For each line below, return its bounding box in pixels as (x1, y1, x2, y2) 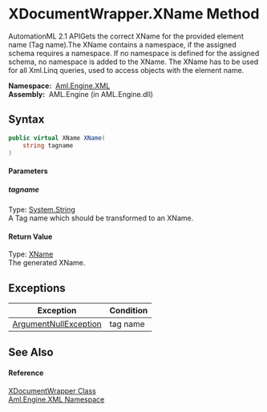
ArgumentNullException (12, 318, 102, 329)
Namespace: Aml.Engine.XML (8, 81, 111, 91)
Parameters (8, 166, 48, 176)
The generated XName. (8, 258, 86, 268)
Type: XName (8, 249, 54, 259)
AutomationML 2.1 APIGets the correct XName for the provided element (8, 31, 245, 41)
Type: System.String (8, 204, 76, 214)
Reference (8, 368, 44, 378)
